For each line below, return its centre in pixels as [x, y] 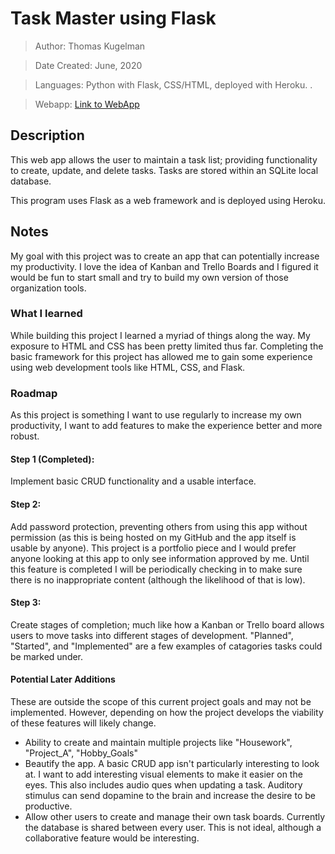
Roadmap [34, 393]
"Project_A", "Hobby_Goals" [81, 753]
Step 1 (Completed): [52, 459]
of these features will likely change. [83, 723]
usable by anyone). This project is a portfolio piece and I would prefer [153, 548]
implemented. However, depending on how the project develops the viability [167, 712]
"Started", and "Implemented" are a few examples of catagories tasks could [166, 646]
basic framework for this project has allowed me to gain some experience [161, 356]
